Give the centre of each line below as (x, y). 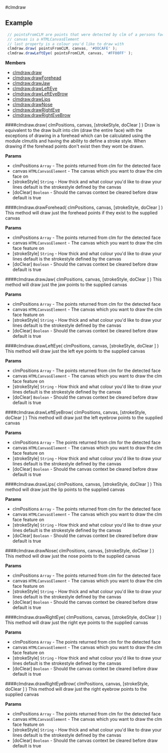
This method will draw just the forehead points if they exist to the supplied (81, 213)
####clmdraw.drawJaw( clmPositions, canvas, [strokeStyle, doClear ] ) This (83, 279)
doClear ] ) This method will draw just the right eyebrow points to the (76, 689)
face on (20, 176)
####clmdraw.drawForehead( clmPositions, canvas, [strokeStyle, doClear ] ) (84, 207)
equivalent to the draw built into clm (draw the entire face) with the (74, 131)
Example (19, 23)
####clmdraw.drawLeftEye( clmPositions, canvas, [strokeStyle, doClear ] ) (82, 346)
